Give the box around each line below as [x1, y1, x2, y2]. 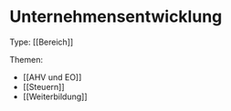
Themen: [9, 54, 44, 65]
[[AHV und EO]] [22, 71, 82, 83]
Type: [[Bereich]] [9, 36, 74, 47]
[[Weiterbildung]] [22, 91, 89, 102]
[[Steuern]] [22, 81, 66, 92]
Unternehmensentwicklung [9, 6, 223, 27]
